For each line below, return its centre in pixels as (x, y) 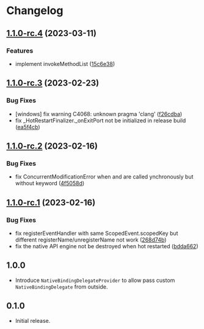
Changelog (35, 11)
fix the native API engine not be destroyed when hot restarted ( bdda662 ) (107, 246)
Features (20, 51)
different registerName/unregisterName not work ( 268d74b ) (91, 240)
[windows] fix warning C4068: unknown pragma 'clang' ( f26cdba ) (99, 114)
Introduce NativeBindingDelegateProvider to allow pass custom (95, 280)
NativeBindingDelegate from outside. (61, 286)
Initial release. (33, 320)
